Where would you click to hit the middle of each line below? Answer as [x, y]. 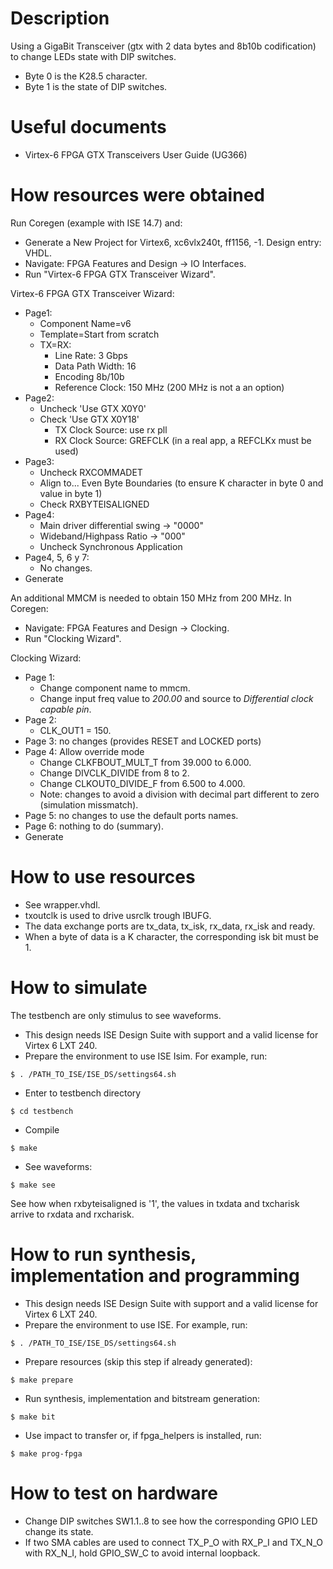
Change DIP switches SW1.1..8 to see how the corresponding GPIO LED [171, 1521]
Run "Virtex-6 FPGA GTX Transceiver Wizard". [120, 274]
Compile [42, 1129]
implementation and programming [155, 1275]
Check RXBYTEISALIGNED [94, 504]
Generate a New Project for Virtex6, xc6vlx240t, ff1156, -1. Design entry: [173, 242]
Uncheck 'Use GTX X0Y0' [93, 408]
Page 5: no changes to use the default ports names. [131, 815]
